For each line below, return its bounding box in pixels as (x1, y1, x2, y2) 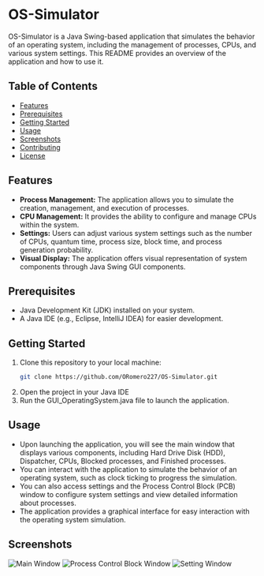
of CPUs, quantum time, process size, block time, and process (19, 237, 222, 246)
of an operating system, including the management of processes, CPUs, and (8, 39, 256, 49)
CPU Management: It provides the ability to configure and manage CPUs (19, 211, 257, 221)
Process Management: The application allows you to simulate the (19, 195, 234, 204)
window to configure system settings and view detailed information (19, 489, 238, 499)
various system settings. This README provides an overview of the (8, 48, 227, 58)
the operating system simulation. (19, 514, 126, 524)
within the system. (19, 219, 80, 230)
